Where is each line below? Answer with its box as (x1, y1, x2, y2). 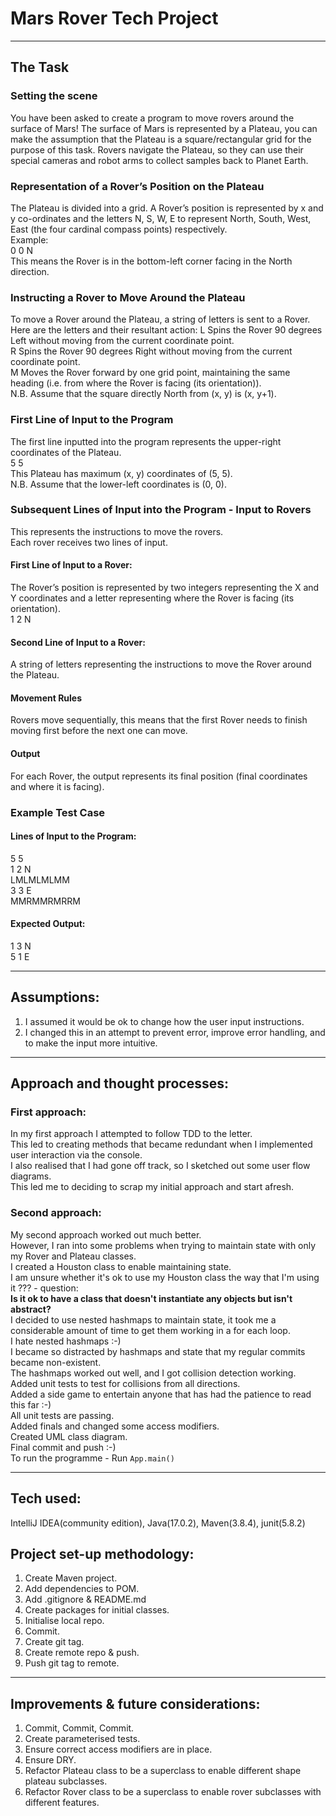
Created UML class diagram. (10, 1430, 128, 1442)
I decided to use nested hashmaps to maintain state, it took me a (10, 1313, 277, 1326)
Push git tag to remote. (24, 1657, 120, 1669)
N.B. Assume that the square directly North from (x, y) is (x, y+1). (10, 388, 277, 400)
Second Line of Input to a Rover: (10, 636, 146, 648)
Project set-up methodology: (10, 1545, 195, 1562)
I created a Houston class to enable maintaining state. (10, 1260, 232, 1272)
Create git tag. (24, 1636, 85, 1648)
